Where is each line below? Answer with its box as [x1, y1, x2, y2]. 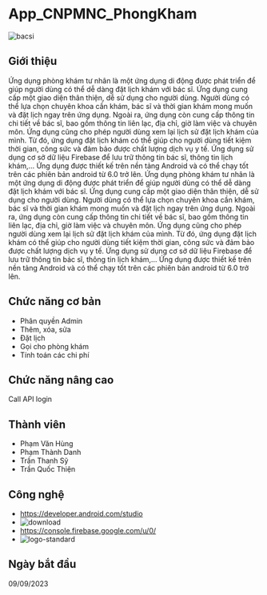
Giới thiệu [8, 54, 58, 68]
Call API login [8, 394, 53, 404]
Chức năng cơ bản [8, 295, 102, 308]
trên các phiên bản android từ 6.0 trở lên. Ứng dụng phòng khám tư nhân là [8, 169, 255, 179]
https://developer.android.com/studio [19, 509, 143, 518]
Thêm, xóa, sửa [19, 324, 72, 334]
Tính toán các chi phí [19, 350, 90, 360]
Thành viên [8, 417, 66, 431]
